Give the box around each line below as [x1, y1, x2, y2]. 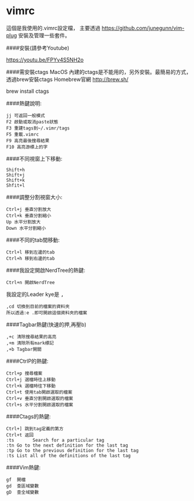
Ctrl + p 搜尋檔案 [6, 370, 43, 376]
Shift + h [6, 167, 25, 173]
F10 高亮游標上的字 [6, 144, 48, 150]
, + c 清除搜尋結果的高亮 [6, 334, 57, 340]
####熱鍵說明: [6, 99, 42, 107]
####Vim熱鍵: [6, 464, 41, 471]
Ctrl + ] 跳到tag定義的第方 [6, 425, 64, 432]
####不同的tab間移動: [6, 236, 60, 243]
